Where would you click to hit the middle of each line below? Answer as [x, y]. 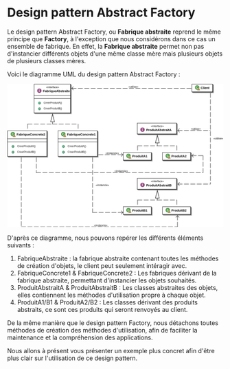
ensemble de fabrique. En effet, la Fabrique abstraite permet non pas [106, 46]
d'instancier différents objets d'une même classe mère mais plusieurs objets [115, 54]
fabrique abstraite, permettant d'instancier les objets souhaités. [107, 280]
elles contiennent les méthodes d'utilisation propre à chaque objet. [111, 295]
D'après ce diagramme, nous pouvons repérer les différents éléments [105, 238]
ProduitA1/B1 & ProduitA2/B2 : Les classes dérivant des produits [107, 302]
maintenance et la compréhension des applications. [80, 337]
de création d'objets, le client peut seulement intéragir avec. [102, 266]
